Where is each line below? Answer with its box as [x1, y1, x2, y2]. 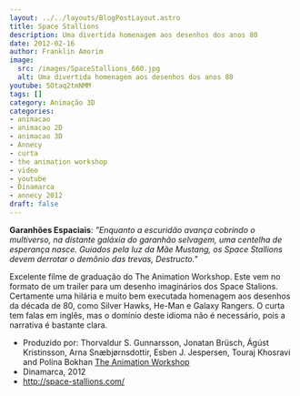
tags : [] [9, 89, 43, 98]
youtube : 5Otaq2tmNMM [9, 81, 92, 90]
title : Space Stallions [9, 22, 100, 31]
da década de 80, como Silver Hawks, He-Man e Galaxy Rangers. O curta [9, 300, 285, 310]
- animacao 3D [9, 132, 64, 141]
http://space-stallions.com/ [22, 375, 125, 387]
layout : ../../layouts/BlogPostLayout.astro [9, 13, 181, 23]
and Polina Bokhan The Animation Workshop [22, 356, 190, 367]
